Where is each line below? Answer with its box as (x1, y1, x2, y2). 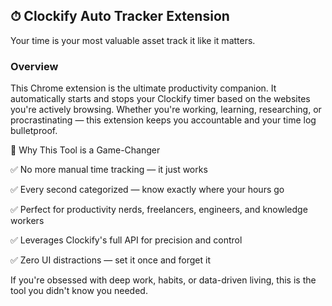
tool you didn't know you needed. (10, 285, 148, 297)
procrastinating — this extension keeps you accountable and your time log (10, 114, 317, 126)
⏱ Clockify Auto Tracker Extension (10, 8, 230, 25)
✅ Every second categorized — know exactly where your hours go (10, 184, 285, 196)
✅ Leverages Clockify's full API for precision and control (10, 234, 243, 246)
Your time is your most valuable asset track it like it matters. (10, 34, 256, 46)
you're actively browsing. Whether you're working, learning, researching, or (10, 104, 322, 116)
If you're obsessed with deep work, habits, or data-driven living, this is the (10, 274, 317, 286)
